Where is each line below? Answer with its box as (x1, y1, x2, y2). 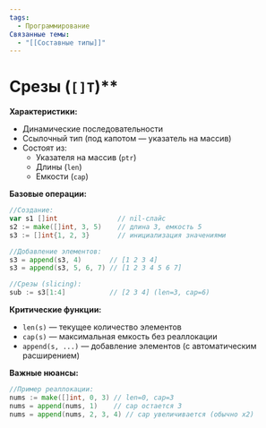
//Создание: (9, 206, 54, 215)
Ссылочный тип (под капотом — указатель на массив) (21, 133, 232, 144)
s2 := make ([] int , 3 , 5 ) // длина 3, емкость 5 (9, 222, 202, 231)
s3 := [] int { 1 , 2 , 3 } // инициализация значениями (9, 230, 227, 240)
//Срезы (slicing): (9, 279, 82, 289)
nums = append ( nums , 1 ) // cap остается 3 (9, 401, 182, 410)
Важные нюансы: (9, 368, 79, 379)
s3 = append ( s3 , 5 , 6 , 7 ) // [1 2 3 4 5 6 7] (9, 263, 183, 273)
